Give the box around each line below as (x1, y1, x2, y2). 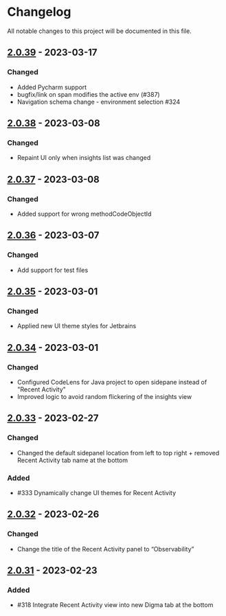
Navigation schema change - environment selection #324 (16, 98, 181, 106)
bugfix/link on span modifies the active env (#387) (16, 90, 160, 98)
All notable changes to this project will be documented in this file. (7, 27, 192, 35)
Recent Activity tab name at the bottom (16, 456, 128, 464)
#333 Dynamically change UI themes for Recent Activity (16, 489, 177, 497)
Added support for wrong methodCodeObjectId (16, 210, 152, 218)
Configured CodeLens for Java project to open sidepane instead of (16, 378, 207, 387)
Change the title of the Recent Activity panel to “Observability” (16, 545, 194, 553)
